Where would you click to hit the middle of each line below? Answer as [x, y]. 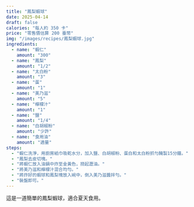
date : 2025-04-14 [27, 17]
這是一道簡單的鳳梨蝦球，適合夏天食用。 [55, 198]
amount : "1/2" [34, 66]
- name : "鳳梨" [29, 60]
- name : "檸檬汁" [31, 104]
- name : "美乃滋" [31, 93]
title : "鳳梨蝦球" [27, 11]
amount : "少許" [34, 132]
